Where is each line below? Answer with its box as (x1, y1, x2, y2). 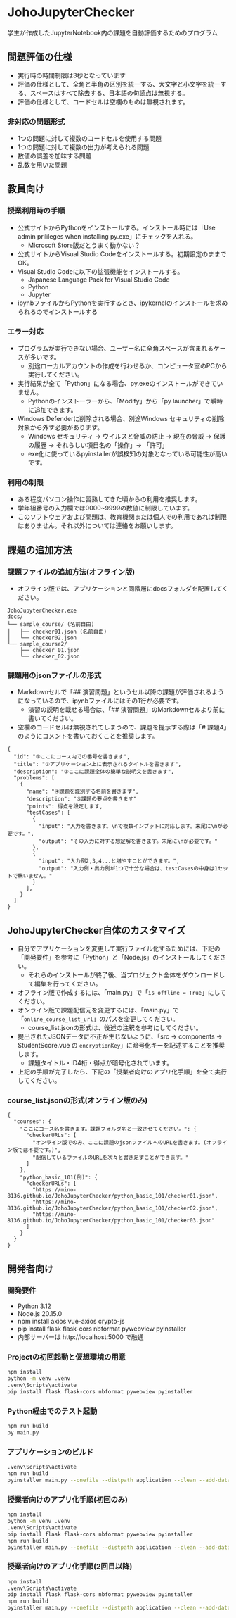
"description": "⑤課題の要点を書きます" (25, 796, 137, 803)
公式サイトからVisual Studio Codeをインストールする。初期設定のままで (17, 249, 227, 258)
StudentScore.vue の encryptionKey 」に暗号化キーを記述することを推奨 (17, 1041, 225, 1050)
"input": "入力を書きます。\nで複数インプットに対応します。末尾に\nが (38, 823, 223, 830)
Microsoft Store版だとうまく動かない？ (27, 241, 141, 249)
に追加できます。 (27, 406, 77, 414)
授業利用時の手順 (7, 206, 65, 215)
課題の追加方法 (7, 544, 72, 556)
